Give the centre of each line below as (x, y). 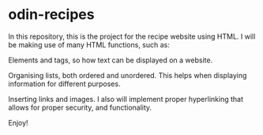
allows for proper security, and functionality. (80, 107)
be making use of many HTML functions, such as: (89, 44)
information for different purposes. (64, 84)
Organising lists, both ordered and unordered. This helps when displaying (128, 75)
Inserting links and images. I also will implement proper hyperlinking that (126, 99)
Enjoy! (19, 122)
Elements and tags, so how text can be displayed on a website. (111, 60)
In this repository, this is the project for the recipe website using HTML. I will (132, 36)
